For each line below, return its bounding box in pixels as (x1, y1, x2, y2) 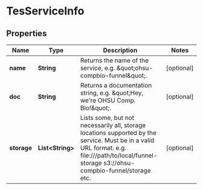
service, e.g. (80, 64, 115, 72)
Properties (6, 28, 47, 39)
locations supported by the (80, 128, 157, 137)
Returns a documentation (80, 81, 152, 89)
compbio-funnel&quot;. (80, 71, 147, 80)
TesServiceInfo (6, 4, 85, 18)
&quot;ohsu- (116, 64, 153, 72)
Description (103, 46, 138, 54)
